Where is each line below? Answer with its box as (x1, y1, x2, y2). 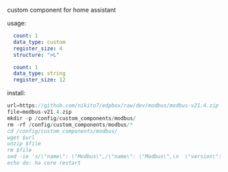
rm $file (7, 147, 32, 153)
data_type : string (13, 70, 66, 77)
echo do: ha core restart (7, 160, 81, 167)
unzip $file (7, 140, 41, 147)
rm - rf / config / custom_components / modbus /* (7, 121, 134, 128)
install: (7, 89, 26, 97)
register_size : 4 (13, 45, 63, 52)
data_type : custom (13, 38, 66, 45)
